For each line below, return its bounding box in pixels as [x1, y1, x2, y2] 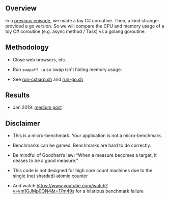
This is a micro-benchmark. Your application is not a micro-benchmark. [12, 132, 162, 139]
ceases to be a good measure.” [12, 157, 78, 164]
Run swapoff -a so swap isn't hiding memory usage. [12, 66, 122, 73]
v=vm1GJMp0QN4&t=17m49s [12, 188, 75, 194]
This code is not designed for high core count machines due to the [12, 168, 153, 174]
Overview [5, 4, 37, 13]
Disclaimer [5, 119, 40, 127]
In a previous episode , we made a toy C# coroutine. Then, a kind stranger [5, 17, 159, 23]
